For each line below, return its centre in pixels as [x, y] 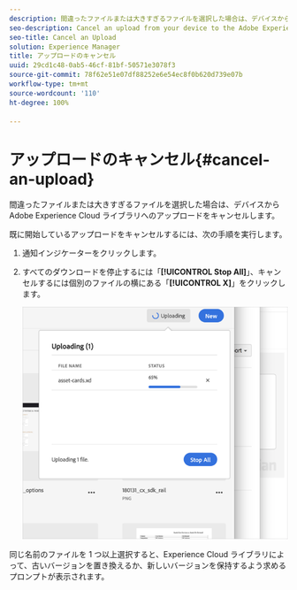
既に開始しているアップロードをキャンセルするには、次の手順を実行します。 [148, 234]
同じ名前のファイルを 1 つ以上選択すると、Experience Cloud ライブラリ [139, 555]
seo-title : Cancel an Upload [63, 37]
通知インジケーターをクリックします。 [91, 253]
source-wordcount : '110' [55, 93]
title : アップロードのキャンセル [63, 56]
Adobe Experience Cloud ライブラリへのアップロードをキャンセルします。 [145, 216]
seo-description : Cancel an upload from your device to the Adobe [134, 28]
